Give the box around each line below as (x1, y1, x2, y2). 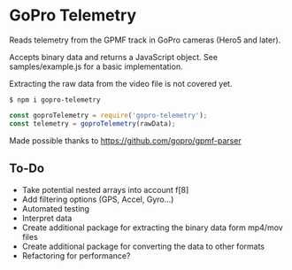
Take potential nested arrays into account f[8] (21, 184, 189, 195)
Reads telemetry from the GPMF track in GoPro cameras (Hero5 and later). (9, 35, 281, 45)
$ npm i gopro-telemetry (9, 95, 101, 104)
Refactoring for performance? (21, 250, 131, 261)
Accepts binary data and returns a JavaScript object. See (9, 51, 219, 62)
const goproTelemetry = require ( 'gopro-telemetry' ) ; (9, 111, 208, 120)
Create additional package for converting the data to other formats (21, 241, 265, 251)
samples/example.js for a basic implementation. (9, 61, 183, 72)
